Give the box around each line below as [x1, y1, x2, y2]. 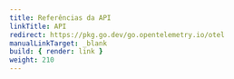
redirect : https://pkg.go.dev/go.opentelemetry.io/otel [9, 30, 225, 39]
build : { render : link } [9, 47, 103, 56]
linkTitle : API [9, 22, 67, 31]
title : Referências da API [9, 13, 112, 23]
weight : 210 [9, 55, 54, 64]
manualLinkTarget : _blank [9, 38, 107, 48]
